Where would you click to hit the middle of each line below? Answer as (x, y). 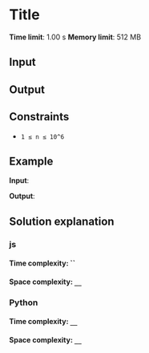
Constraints (39, 117)
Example (31, 161)
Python (24, 302)
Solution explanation (62, 221)
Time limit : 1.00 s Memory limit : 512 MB (75, 37)
